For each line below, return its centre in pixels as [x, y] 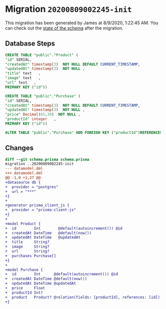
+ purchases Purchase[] [31, 256]
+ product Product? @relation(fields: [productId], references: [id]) [83, 297]
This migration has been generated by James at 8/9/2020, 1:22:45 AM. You [82, 23]
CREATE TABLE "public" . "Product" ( [42, 55]
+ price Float [25, 288]
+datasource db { [23, 182]
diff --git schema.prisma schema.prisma [47, 159]
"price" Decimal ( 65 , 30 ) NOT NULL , [43, 115]
